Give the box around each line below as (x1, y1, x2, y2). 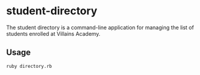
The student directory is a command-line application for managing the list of (6, 24, 195, 31)
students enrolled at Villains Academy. (6, 30, 101, 37)
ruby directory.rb (6, 63, 52, 69)
